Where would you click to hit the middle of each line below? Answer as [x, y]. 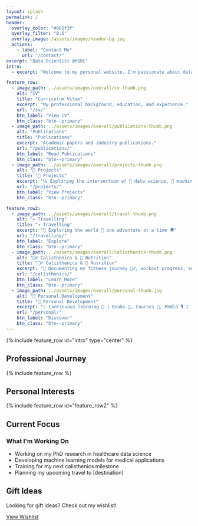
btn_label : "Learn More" [47, 280]
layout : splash [25, 11]
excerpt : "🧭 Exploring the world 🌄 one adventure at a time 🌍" [97, 231]
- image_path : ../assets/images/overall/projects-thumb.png [87, 165]
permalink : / [22, 17]
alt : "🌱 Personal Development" [55, 296]
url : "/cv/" [31, 110]
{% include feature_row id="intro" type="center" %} [70, 340]
